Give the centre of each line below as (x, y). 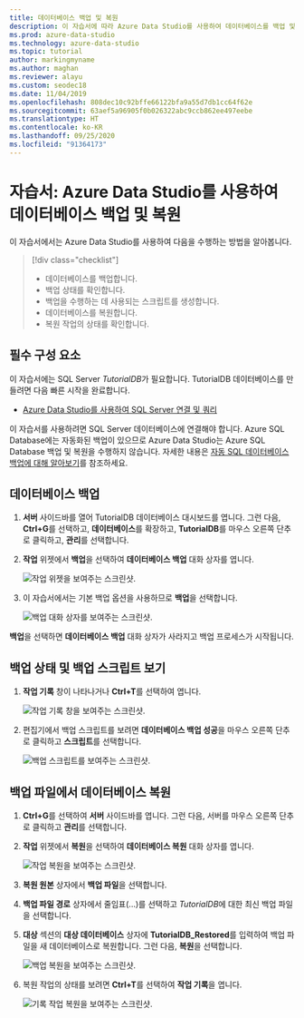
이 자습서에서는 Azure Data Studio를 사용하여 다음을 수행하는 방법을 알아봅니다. (151, 241)
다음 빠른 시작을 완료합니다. (81, 390)
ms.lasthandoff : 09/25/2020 (62, 136)
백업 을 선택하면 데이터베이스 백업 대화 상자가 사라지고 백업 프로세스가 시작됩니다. (152, 637)
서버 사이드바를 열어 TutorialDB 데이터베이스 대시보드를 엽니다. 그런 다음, (152, 517)
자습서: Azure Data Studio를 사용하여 (144, 192)
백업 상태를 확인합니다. (85, 289)
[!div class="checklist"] (75, 259)
